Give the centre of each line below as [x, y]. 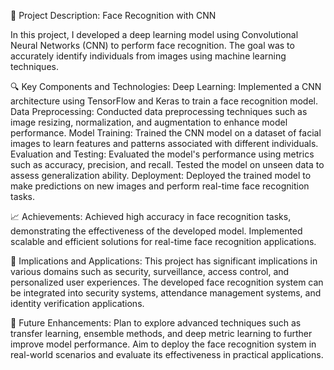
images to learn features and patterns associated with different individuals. [164, 143]
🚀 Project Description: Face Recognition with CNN [113, 15]
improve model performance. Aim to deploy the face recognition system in [163, 344]
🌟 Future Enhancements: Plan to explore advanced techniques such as [156, 323]
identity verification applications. [77, 303]
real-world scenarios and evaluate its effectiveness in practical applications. [167, 354]
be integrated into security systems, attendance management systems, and [166, 293]
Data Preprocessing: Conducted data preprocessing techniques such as [159, 111]
